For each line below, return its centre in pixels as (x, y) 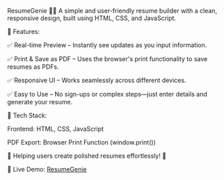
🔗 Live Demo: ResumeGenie (47, 169)
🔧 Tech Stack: (27, 115)
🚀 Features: (24, 32)
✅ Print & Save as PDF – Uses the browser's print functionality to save (107, 59)
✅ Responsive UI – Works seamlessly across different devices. (97, 80)
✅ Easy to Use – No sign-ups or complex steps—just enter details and (107, 94)
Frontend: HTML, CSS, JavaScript (56, 129)
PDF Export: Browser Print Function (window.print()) (82, 142)
